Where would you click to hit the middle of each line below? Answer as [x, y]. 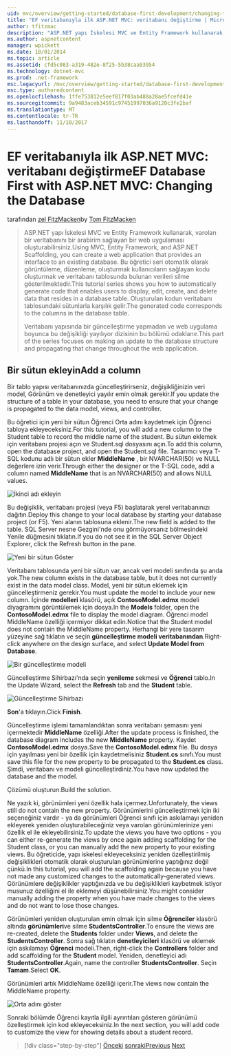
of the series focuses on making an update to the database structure [121, 341]
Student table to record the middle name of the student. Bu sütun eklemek [112, 437]
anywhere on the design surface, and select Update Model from [113, 644]
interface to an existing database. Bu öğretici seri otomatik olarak [116, 262]
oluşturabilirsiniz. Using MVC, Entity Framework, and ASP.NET [111, 247]
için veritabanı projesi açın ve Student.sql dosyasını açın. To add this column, [115, 444]
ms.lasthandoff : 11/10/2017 [47, 122]
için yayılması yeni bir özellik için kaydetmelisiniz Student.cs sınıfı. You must [114, 754]
